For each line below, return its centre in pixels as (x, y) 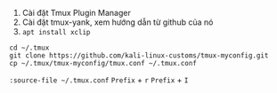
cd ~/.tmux (29, 48)
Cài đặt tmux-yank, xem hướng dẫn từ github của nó (118, 22)
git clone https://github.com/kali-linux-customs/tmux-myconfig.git (139, 56)
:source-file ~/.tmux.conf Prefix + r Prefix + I (99, 80)
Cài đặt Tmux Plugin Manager (76, 13)
